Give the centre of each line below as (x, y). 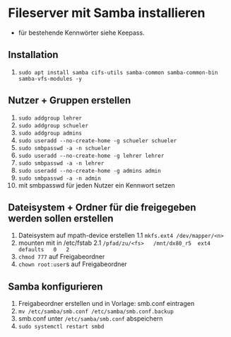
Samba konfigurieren (55, 286)
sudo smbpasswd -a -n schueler (64, 148)
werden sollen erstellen (61, 218)
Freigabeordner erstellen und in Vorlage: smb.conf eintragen (106, 304)
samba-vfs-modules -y (50, 79)
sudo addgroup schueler (53, 125)
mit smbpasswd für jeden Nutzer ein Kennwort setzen (96, 185)
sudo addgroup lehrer (50, 118)
